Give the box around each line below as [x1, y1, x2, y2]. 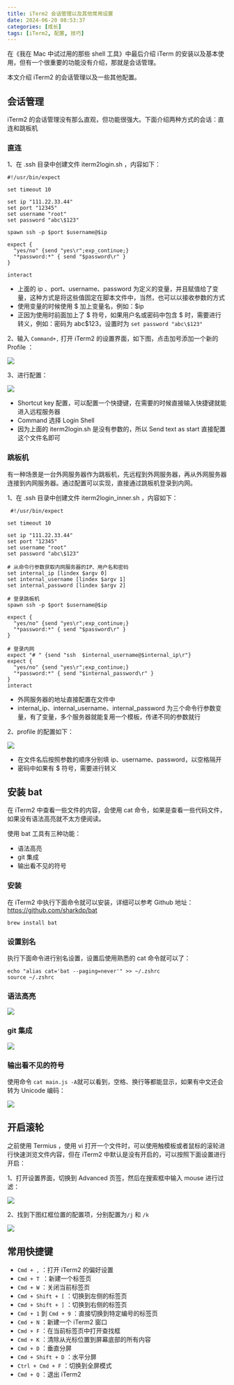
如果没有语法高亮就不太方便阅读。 [7, 814, 105, 823]
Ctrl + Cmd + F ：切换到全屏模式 [17, 1361, 112, 1370]
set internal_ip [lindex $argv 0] [7, 569, 108, 577]
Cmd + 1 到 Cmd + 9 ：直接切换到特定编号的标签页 [17, 1309, 158, 1317]
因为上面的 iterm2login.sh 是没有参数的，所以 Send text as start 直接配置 [17, 425, 226, 433]
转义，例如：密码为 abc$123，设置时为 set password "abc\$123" [17, 320, 203, 328]
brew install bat [7, 919, 58, 927]
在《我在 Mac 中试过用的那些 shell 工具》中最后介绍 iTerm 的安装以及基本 [7, 49, 218, 58]
